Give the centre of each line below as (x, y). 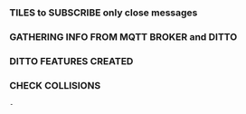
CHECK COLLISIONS (55, 85)
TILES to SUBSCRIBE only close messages (104, 13)
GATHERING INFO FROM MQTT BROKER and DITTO (123, 36)
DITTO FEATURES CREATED (71, 61)
